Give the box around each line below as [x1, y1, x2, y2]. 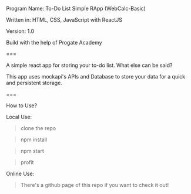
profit [20, 159, 34, 166]
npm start [20, 148, 44, 154]
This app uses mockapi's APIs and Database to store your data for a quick [6, 73, 186, 80]
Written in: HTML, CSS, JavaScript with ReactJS [6, 16, 122, 23]
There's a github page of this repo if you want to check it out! [20, 182, 169, 188]
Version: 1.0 [6, 28, 35, 35]
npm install [20, 136, 48, 143]
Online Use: [6, 170, 35, 177]
